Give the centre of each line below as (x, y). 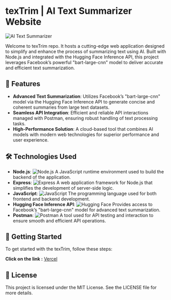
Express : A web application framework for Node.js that (83, 183)
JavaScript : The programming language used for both (84, 193)
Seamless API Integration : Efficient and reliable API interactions (81, 112)
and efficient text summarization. (40, 68)
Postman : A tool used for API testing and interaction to (83, 215)
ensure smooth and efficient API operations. (59, 221)
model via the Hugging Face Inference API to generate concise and (84, 102)
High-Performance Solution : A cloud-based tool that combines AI (83, 129)
